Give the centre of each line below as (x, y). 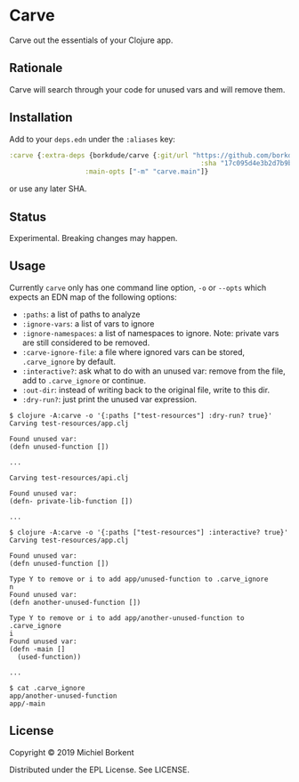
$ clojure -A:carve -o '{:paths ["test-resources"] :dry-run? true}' (141, 415)
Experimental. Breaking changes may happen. (93, 238)
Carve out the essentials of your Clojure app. (91, 40)
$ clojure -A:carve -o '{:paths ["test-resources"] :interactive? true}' (149, 532)
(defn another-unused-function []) (75, 602)
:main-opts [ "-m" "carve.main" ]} (147, 172)
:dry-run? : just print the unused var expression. (109, 399)
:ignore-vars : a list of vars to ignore (88, 323)
